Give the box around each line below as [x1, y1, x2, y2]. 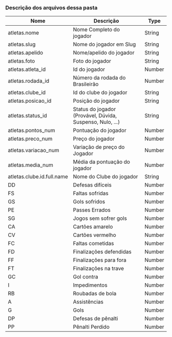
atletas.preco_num [8, 135, 53, 142]
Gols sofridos [73, 198, 105, 205]
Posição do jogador [73, 97, 120, 104]
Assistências [73, 298, 104, 306]
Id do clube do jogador [73, 89, 127, 96]
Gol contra [73, 273, 98, 280]
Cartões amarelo [73, 223, 113, 230]
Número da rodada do [73, 74, 126, 81]
